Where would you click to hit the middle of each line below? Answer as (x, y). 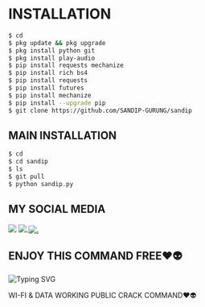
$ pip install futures (46, 88)
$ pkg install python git (51, 50)
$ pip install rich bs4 (48, 73)
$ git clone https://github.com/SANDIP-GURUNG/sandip (100, 110)
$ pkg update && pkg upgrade (57, 43)
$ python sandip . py (41, 184)
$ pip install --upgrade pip (57, 103)
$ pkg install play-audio (51, 58)
